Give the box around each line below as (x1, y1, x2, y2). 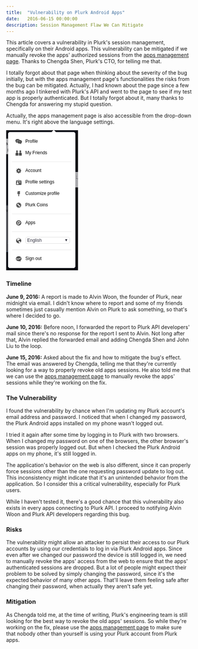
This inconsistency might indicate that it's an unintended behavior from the (6, 474, 188, 481)
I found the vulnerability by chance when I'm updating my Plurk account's (6, 407, 185, 414)
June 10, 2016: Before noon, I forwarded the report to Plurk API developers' (6, 323, 190, 331)
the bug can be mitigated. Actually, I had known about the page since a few (6, 82, 189, 89)
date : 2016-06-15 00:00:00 (6, 15, 78, 22)
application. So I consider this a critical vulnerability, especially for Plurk (6, 480, 181, 487)
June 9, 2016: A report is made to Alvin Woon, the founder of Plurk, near (6, 293, 183, 300)
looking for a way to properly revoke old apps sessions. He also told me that (6, 366, 191, 373)
